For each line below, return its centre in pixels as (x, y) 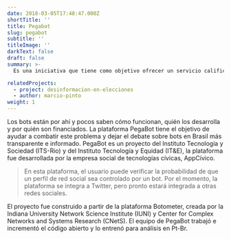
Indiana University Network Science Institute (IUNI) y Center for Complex (110, 214)
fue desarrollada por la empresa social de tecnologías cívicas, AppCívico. (111, 158)
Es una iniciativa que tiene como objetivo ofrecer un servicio (107, 71)
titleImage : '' (29, 45)
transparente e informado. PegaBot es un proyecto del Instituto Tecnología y (115, 143)
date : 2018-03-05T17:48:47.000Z (53, 13)
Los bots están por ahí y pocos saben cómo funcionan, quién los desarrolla (114, 122)
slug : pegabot (27, 33)
